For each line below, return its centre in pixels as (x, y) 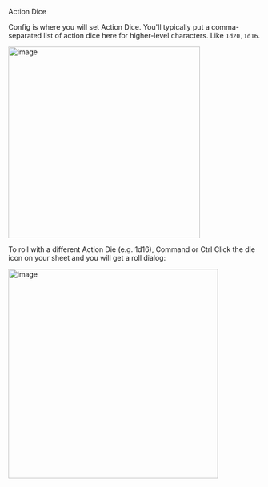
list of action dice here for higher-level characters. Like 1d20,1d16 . (152, 36)
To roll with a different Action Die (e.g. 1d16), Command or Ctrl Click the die (132, 249)
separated (25, 36)
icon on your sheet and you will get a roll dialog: (87, 258)
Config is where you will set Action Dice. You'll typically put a (109, 27)
